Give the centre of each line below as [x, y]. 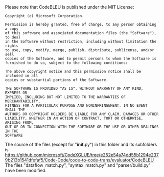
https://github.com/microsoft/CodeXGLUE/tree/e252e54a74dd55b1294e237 [82, 155]
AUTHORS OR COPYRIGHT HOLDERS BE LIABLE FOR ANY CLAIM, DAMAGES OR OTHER [82, 114]
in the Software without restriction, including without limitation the [81, 41]
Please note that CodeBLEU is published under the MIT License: [70, 7]
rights [12, 46]
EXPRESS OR [16, 93]
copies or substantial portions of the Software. [57, 80]
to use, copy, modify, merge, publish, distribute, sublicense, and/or [80, 50]
